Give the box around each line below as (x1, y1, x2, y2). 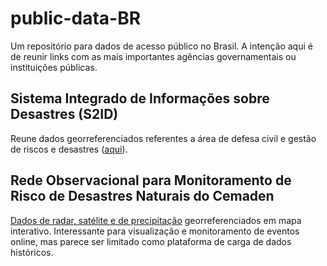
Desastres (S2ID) (10, 106, 119, 123)
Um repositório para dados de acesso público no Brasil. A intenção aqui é (10, 40, 313, 52)
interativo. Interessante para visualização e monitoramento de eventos (10, 225, 300, 237)
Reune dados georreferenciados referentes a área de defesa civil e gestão (10, 132, 317, 144)
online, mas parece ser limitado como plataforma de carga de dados (10, 235, 292, 247)
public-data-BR (10, 7, 142, 30)
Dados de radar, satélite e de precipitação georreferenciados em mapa (10, 214, 302, 226)
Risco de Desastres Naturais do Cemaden (10, 188, 275, 205)
